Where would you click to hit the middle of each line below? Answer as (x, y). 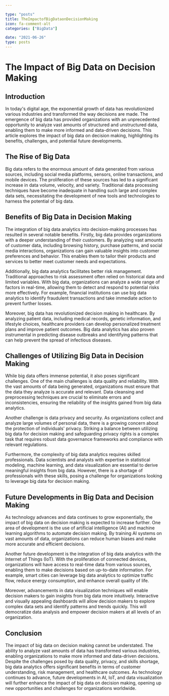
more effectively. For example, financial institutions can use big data (76, 292)
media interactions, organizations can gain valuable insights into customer (82, 251)
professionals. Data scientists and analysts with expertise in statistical (78, 460)
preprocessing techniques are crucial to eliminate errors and (68, 397)
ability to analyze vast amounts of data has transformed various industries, (83, 651)
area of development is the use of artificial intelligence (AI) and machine (80, 528)
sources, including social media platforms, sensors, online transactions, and (84, 174)
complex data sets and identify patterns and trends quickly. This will (76, 607)
